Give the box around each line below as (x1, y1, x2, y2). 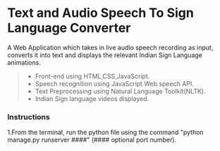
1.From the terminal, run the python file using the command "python (7, 128, 204, 137)
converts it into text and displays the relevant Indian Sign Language (7, 51, 202, 59)
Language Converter (7, 20, 131, 36)
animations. (7, 58, 41, 66)
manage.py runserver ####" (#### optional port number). (7, 135, 177, 144)
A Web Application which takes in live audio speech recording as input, (7, 43, 214, 52)
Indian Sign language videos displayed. (35, 94, 149, 103)
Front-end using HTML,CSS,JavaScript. (35, 72, 150, 80)
